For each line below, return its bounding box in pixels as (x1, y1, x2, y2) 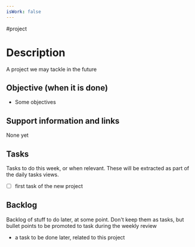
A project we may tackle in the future (6, 65, 97, 73)
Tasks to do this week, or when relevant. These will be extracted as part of (6, 165, 190, 171)
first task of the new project (14, 183, 83, 189)
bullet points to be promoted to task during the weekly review (6, 222, 157, 229)
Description (6, 46, 66, 60)
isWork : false (6, 8, 42, 15)
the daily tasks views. (6, 171, 60, 178)
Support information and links (6, 115, 120, 126)
